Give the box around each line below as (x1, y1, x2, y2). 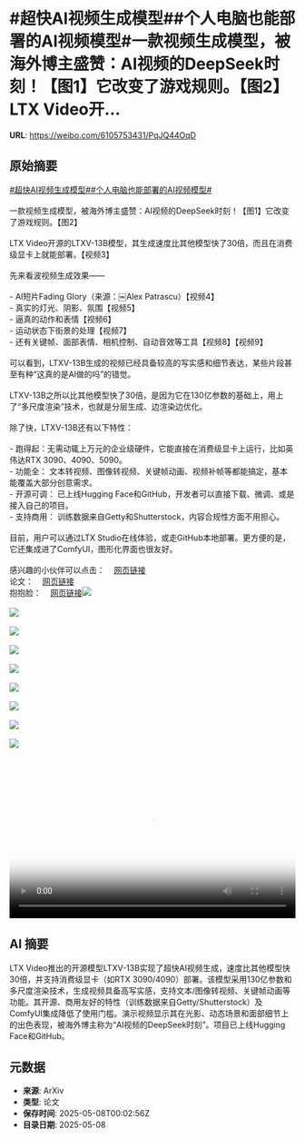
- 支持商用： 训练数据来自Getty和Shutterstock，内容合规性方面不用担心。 (9, 510, 285, 522)
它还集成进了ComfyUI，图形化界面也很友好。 (9, 543, 179, 554)
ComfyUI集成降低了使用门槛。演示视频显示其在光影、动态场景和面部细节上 (9, 1007, 290, 1018)
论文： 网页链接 (9, 576, 74, 587)
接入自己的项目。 (9, 500, 74, 510)
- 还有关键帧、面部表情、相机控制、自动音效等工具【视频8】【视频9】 (9, 336, 268, 347)
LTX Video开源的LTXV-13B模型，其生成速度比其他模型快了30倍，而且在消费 (9, 237, 293, 248)
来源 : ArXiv (22, 1085, 64, 1096)
